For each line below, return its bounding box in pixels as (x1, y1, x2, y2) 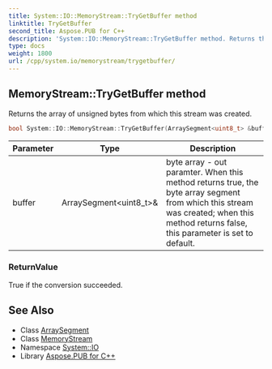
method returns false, (165, 217, 248, 228)
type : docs (8, 42, 45, 50)
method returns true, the (165, 176, 259, 187)
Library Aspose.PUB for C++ (19, 350, 116, 361)
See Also (8, 303, 54, 317)
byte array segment (165, 187, 240, 198)
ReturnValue (8, 261, 58, 272)
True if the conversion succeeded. (8, 280, 123, 290)
